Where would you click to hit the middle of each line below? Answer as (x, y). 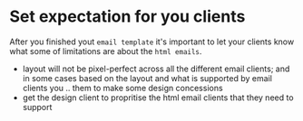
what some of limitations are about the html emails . (106, 51)
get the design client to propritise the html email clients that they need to (158, 98)
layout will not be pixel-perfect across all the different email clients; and (156, 69)
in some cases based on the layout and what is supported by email (147, 78)
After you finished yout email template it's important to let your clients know (152, 42)
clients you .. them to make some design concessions (123, 88)
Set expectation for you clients (127, 17)
